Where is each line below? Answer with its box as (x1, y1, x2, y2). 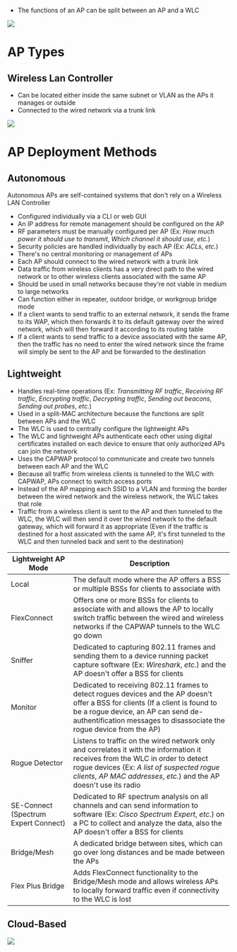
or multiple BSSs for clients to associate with (73, 583, 221, 593)
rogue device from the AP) (73, 724, 161, 734)
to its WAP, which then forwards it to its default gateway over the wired (17, 318, 224, 326)
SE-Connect (11, 800, 53, 810)
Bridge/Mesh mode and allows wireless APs (73, 876, 219, 886)
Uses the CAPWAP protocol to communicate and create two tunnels (17, 454, 215, 463)
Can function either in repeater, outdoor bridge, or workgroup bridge (17, 295, 217, 303)
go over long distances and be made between (73, 847, 225, 857)
